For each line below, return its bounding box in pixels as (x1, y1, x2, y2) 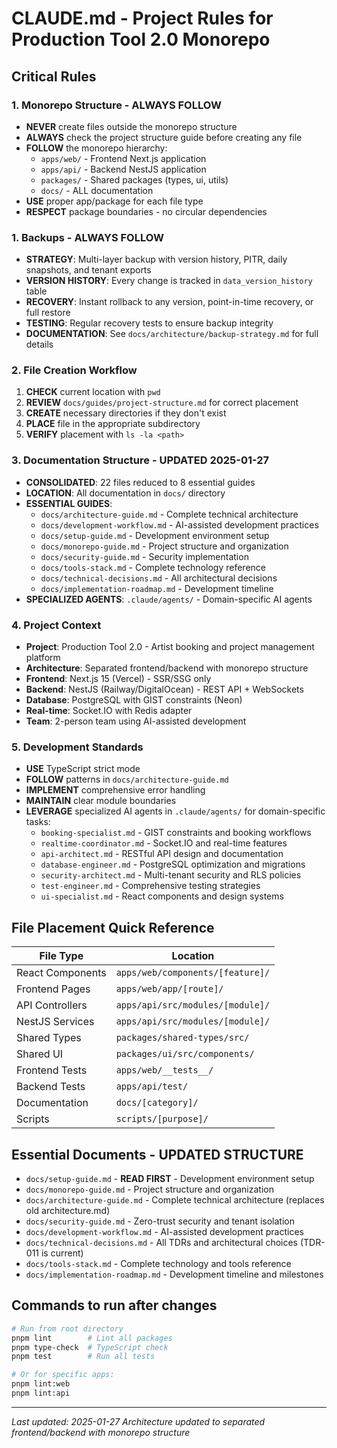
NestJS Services (16, 1015, 95, 1029)
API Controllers (16, 998, 88, 1012)
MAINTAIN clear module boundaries (25, 795, 177, 807)
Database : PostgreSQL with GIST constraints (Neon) (25, 694, 243, 706)
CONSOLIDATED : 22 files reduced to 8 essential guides (25, 476, 256, 488)
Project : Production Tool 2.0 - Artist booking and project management (25, 641, 315, 653)
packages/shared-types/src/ (115, 1032, 250, 1044)
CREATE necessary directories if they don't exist (25, 407, 227, 419)
